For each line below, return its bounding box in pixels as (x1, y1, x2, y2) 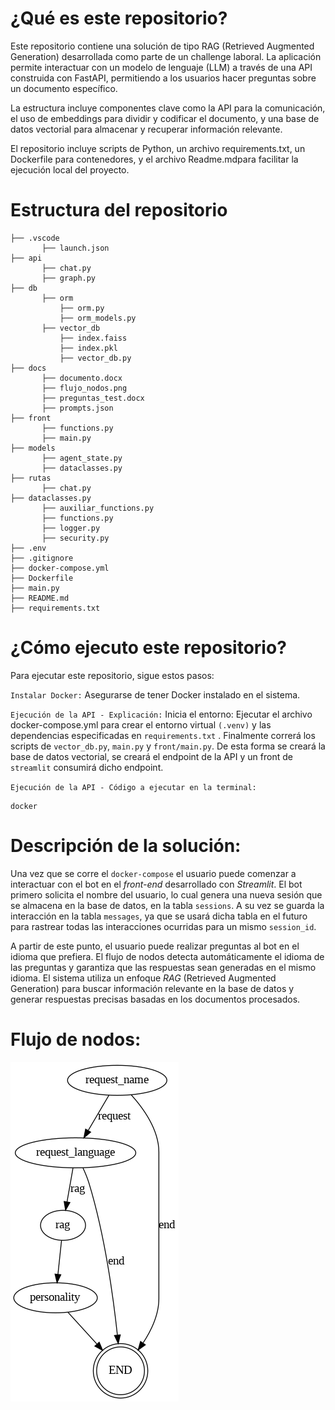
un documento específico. (10, 82, 118, 94)
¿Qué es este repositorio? (10, 7, 228, 30)
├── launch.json (41, 243, 110, 253)
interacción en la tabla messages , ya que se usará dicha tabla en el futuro (10, 910, 308, 922)
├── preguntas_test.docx (41, 393, 145, 403)
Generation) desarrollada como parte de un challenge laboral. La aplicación (10, 50, 322, 62)
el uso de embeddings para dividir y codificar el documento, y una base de (10, 112, 320, 124)
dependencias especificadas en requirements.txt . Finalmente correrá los (10, 729, 316, 741)
